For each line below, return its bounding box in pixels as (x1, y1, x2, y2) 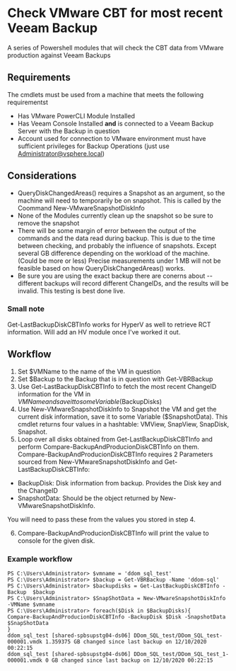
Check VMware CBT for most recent (7, 5, 223, 21)
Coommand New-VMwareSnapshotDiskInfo (17, 203, 145, 212)
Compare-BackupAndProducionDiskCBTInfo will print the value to (17, 529, 210, 537)
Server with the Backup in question (17, 126, 120, 135)
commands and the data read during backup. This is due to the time (17, 234, 216, 242)
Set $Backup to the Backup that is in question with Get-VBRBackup (17, 374, 213, 383)
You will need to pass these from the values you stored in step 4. (7, 515, 196, 524)
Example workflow (7, 554, 73, 564)
